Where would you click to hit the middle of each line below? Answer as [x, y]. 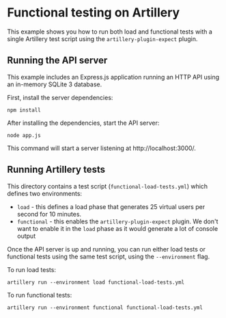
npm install [24, 110]
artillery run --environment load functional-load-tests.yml [96, 282]
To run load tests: [32, 269]
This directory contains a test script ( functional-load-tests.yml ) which [108, 186]
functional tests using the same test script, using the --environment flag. [109, 256]
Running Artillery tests [56, 170]
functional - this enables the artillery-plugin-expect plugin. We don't [117, 221]
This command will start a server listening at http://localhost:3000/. [102, 148]
